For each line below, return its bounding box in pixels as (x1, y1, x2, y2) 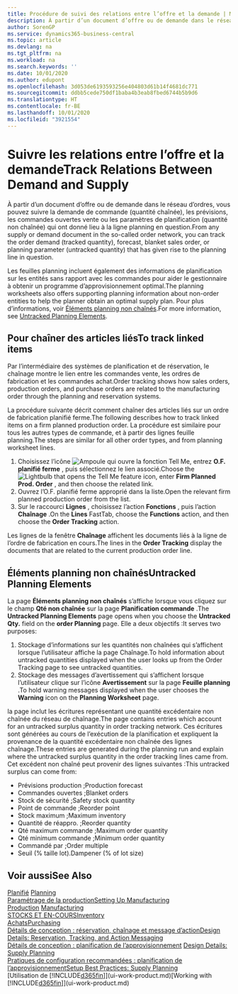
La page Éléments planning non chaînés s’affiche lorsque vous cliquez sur (7, 597, 227, 605)
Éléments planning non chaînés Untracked (7, 566, 196, 579)
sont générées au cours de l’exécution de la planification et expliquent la (7, 730, 218, 738)
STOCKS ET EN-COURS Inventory (7, 911, 105, 919)
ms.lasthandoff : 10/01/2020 (7, 109, 91, 116)
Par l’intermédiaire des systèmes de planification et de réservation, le (7, 362, 210, 371)
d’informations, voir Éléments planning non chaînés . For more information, (7, 304, 222, 313)
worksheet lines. (7, 444, 55, 452)
